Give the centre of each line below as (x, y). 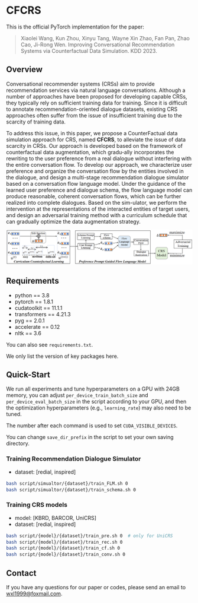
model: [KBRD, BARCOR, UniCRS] (55, 518)
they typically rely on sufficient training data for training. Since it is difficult (97, 103)
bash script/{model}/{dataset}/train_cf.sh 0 (63, 548)
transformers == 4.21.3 (43, 314)
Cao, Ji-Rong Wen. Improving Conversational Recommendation (98, 45)
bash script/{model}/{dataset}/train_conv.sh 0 (66, 555)
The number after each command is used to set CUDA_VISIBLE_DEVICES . (92, 426)
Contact (21, 573)
